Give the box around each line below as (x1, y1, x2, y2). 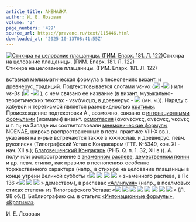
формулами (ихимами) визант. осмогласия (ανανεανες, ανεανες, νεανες (6, 116, 190, 122)
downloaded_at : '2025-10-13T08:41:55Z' (6, 36, 104, 42)
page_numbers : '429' (6, 25, 57, 31)
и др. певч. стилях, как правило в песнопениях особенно (6, 159, 150, 166)
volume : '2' (6, 19, 35, 25)
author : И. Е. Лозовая (6, 14, 61, 20)
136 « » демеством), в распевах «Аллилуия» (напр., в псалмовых (6, 180, 190, 186)
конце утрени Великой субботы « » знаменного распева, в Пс (6, 173, 189, 179)
